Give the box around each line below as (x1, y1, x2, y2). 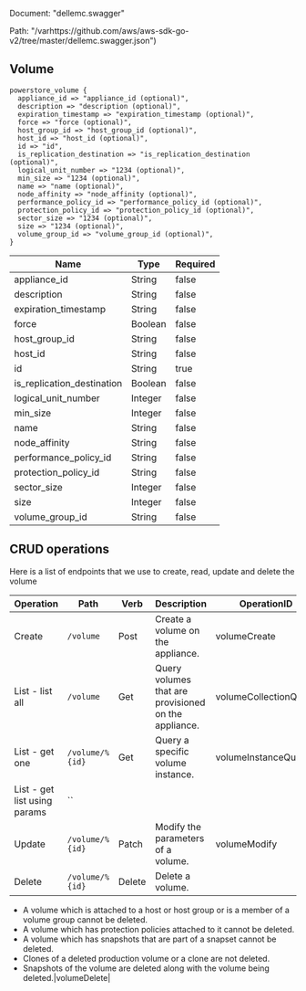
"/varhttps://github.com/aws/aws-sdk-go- (30, 26, 189, 36)
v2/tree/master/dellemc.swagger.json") (9, 36, 157, 46)
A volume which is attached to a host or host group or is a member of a (22, 904, 290, 915)
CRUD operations (9, 542, 110, 557)
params (14, 806, 47, 818)
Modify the (154, 820, 202, 833)
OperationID (239, 597, 293, 610)
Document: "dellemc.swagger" (9, 8, 126, 18)
